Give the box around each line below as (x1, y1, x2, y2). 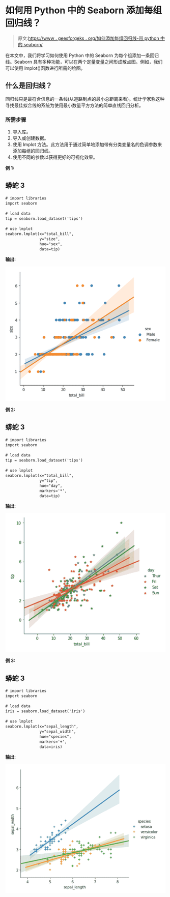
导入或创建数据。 (12, 135, 49, 141)
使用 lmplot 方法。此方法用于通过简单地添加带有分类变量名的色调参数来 (12, 141, 162, 148)
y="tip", (39, 478, 58, 483)
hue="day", (39, 483, 63, 488)
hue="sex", (39, 241, 63, 247)
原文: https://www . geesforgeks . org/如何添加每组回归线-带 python (17, 35, 159, 41)
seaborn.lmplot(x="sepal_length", (5, 724, 79, 729)
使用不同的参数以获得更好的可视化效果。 (12, 154, 98, 160)
